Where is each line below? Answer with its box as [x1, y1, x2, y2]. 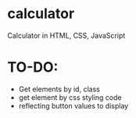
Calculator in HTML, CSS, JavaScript [7, 31, 126, 40]
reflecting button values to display [18, 101, 129, 110]
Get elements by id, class [18, 84, 101, 94]
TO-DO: [7, 58, 59, 76]
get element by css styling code [18, 92, 122, 102]
